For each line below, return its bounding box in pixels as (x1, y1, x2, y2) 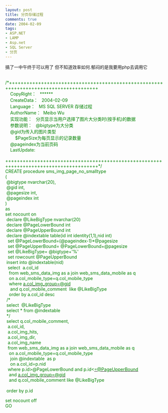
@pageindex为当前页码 (10, 141, 59, 147)
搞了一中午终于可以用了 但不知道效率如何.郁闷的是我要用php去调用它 (5, 64, 148, 70)
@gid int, (6, 184, 25, 190)
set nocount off (5, 397, 37, 403)
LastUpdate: (10, 147, 36, 153)
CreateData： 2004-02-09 (10, 97, 68, 103)
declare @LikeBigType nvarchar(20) (6, 216, 81, 222)
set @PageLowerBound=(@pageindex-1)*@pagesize (7, 238, 118, 244)
